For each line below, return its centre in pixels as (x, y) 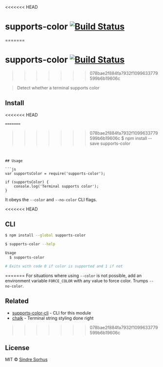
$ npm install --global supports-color (45, 235)
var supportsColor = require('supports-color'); (55, 174)
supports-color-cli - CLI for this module (52, 313)
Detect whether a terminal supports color (58, 87)
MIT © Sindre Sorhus (26, 360)
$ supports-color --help (30, 244)
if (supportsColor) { (27, 182)
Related (17, 301)
